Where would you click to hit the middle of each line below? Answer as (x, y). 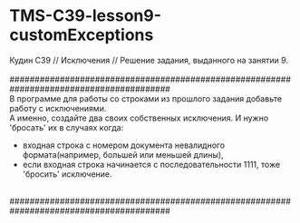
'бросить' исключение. (67, 174)
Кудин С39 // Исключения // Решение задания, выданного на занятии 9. (149, 60)
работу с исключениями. (58, 108)
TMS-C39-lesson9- (85, 16)
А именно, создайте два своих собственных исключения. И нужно (139, 118)
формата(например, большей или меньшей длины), (123, 154)
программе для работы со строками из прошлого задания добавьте (150, 98)
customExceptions (82, 35)
